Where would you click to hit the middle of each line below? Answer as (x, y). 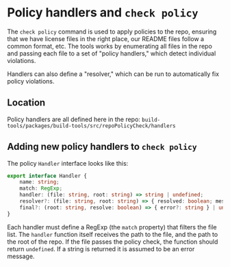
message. (21, 256)
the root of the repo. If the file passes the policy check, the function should (113, 242)
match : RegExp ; (41, 189)
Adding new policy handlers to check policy (102, 147)
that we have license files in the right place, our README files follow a (105, 38)
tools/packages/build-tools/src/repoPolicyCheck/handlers (91, 126)
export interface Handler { (47, 176)
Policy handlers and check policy (103, 13)
